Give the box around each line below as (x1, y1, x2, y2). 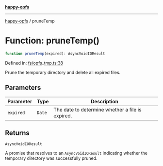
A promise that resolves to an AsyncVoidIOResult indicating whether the (5, 150, 148, 156)
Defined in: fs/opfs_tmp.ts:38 (5, 60, 63, 66)
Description (90, 98, 119, 105)
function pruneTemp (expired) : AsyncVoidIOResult (5, 51, 105, 56)
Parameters (5, 84, 41, 92)
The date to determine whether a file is (53, 106, 142, 113)
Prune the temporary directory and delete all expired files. (5, 69, 121, 75)
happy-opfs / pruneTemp (5, 18, 55, 24)
